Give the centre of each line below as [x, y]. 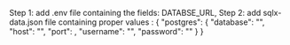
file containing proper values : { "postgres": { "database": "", [155, 22]
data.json [26, 22]
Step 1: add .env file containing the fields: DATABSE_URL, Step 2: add [135, 13]
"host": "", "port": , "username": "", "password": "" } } [106, 31]
